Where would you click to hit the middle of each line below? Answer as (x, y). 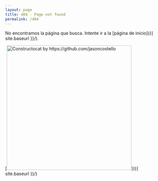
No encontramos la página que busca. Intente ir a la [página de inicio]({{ (79, 33)
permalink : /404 (22, 19)
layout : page (19, 10)
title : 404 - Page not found (35, 14)
